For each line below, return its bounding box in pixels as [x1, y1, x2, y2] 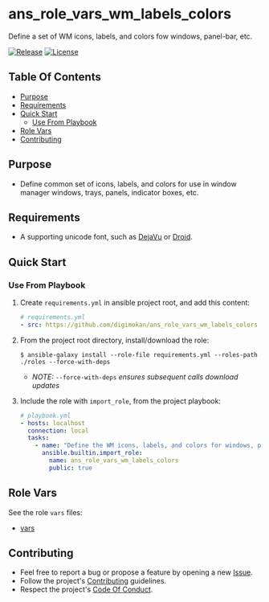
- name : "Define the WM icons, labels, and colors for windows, [35, 441, 255, 450]
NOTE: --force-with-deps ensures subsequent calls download [31, 371, 238, 382]
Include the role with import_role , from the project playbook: [19, 395, 221, 406]
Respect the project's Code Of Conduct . [19, 584, 153, 595]
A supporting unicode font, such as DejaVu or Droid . [19, 232, 193, 242]
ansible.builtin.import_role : [41, 449, 143, 457]
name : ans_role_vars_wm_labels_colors [49, 457, 179, 465]
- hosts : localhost [19, 419, 86, 427]
